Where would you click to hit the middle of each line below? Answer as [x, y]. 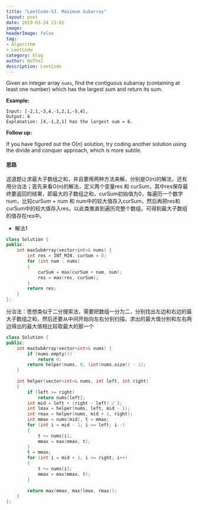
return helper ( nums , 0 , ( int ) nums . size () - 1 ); [87, 365]
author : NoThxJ [25, 61]
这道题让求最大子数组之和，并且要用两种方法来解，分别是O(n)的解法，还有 [97, 179]
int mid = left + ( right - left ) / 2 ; [75, 403]
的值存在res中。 [26, 216]
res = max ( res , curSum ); [68, 277]
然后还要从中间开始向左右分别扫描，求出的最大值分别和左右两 [117, 319]
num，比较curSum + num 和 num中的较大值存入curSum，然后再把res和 [93, 201]
